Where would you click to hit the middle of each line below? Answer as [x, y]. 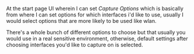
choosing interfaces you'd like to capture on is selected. [75, 45]
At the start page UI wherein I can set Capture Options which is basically [95, 9]
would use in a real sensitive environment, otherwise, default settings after [97, 38]
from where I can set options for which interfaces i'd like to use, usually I [95, 15]
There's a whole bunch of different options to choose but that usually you [96, 32]
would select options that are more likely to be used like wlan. [81, 21]
